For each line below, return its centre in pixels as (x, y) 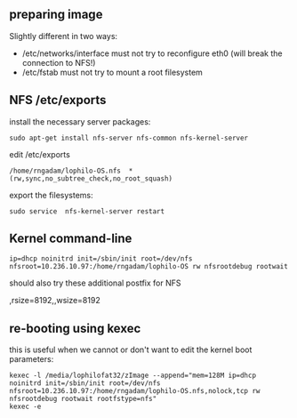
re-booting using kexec (75, 328)
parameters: (32, 359)
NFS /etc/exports (58, 100)
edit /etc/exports (40, 154)
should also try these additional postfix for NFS (95, 283)
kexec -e (25, 407)
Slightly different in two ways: (64, 36)
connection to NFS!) (59, 62)
